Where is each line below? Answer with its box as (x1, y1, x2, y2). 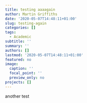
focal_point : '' (9, 71, 42, 76)
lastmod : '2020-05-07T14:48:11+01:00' (5, 52, 84, 58)
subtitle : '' (5, 39, 32, 44)
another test (5, 93, 30, 99)
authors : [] (5, 48, 29, 53)
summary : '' (5, 43, 29, 48)
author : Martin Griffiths (5, 12, 57, 17)
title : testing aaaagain (5, 7, 55, 12)
